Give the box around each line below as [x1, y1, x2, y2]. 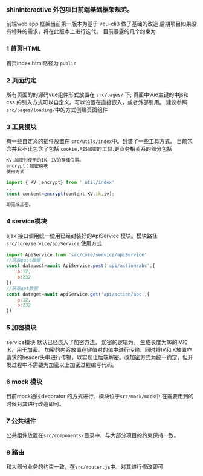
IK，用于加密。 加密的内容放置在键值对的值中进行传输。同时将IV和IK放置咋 [6, 346, 192, 353]
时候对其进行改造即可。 [6, 400, 65, 407]
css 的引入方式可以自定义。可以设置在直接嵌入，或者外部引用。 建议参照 [6, 98, 187, 105]
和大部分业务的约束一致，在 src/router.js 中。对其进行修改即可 [6, 463, 164, 471]
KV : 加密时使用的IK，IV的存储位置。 [6, 157, 84, 164]
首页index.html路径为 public [6, 59, 77, 67]
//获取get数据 [6, 285, 38, 291]
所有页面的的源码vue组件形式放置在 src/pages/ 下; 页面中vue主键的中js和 [6, 91, 189, 98]
